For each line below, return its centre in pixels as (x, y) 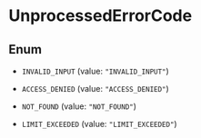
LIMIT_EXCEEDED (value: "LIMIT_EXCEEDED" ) (100, 124)
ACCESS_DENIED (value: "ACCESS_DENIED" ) (95, 89)
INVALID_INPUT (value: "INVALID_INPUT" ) (95, 71)
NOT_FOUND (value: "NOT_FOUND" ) (79, 106)
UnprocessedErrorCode (100, 16)
